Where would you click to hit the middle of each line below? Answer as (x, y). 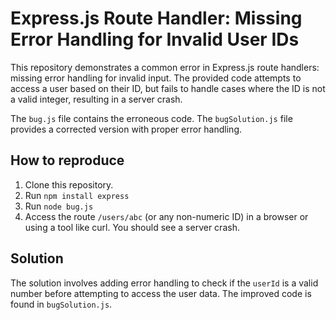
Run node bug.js (59, 206)
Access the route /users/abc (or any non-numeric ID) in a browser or (166, 216)
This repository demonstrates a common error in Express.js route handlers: (165, 67)
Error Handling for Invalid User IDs (155, 39)
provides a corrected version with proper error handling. (126, 129)
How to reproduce (67, 160)
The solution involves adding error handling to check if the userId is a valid (164, 283)
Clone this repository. (69, 184)
